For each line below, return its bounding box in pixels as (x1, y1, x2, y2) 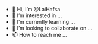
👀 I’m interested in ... (11, 12, 62, 19)
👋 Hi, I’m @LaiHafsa (11, 6, 61, 12)
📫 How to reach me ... (11, 32, 67, 38)
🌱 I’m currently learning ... (11, 18, 75, 25)
